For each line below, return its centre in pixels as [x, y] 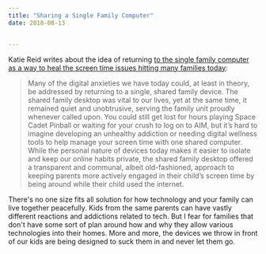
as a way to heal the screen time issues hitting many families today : [118, 67]
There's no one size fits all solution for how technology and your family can [131, 199]
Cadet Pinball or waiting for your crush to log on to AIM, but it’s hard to [142, 125]
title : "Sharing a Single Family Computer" [81, 15]
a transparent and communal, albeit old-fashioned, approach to [131, 167]
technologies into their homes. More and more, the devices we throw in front [133, 233]
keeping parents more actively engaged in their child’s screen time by [141, 176]
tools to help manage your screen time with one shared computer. [135, 142]
